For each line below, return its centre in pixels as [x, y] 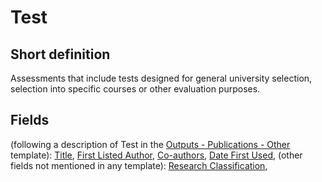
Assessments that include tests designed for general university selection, [161, 78]
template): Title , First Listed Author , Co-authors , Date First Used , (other [156, 155]
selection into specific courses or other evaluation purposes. [135, 89]
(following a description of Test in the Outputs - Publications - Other [150, 144]
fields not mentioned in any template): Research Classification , [139, 165]
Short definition [60, 54]
